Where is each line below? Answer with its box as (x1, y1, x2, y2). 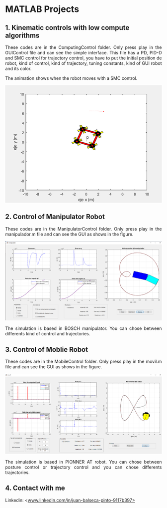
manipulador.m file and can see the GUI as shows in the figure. (5, 231, 134, 237)
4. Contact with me (5, 484, 66, 493)
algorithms (5, 31, 40, 39)
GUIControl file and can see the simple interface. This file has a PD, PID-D (5, 50, 162, 55)
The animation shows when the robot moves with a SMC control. (5, 75, 138, 81)
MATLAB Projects (5, 3, 80, 15)
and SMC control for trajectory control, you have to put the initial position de (5, 55, 162, 61)
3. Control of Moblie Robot (5, 345, 88, 354)
